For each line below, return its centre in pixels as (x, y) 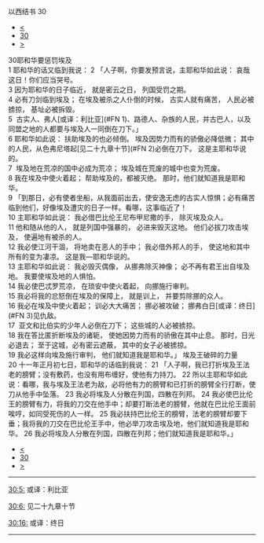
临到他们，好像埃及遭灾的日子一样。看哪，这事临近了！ (97, 207)
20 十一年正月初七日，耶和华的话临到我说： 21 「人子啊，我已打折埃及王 (126, 365)
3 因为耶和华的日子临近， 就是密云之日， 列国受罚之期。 (99, 90)
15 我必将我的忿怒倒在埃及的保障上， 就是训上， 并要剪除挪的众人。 (118, 296)
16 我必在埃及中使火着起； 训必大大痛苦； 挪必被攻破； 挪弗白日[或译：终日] (132, 306)
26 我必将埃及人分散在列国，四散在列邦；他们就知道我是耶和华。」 (130, 433)
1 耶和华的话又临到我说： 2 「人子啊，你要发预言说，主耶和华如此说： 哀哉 (129, 70)
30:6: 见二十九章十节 (42, 506)
